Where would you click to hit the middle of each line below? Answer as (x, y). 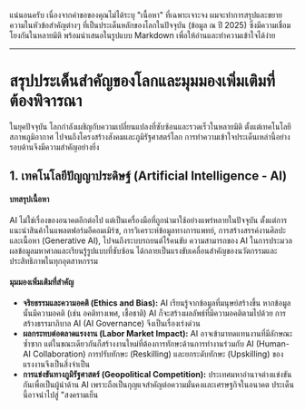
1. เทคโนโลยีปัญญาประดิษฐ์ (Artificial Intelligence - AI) (148, 176)
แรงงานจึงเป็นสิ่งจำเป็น (56, 364)
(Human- (273, 343)
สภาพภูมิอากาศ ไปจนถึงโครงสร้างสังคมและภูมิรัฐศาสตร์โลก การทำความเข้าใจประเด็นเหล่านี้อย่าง (150, 136)
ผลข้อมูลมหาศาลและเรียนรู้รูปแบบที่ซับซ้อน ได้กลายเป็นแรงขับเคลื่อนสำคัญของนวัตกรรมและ (143, 250)
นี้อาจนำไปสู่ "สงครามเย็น (60, 395)
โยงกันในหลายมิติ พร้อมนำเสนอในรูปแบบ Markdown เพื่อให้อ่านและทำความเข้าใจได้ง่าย (143, 35)
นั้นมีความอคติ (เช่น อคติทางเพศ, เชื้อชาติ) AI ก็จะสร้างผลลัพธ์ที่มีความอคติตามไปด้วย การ (154, 313)
